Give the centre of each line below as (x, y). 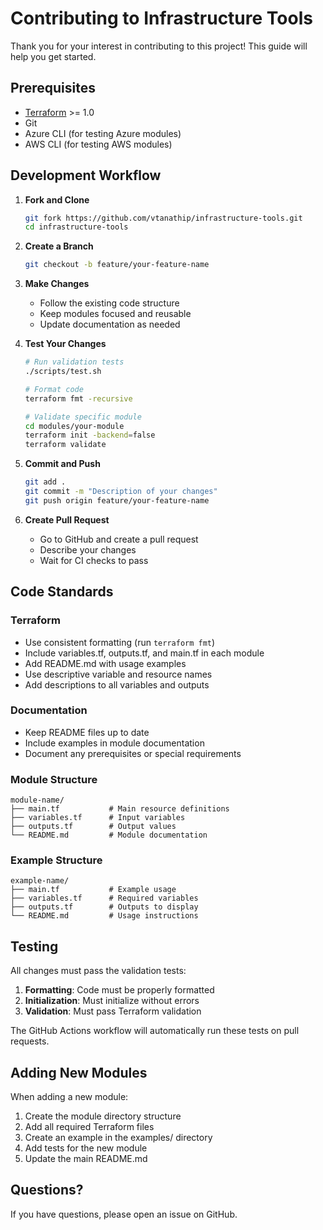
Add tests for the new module (86, 1148)
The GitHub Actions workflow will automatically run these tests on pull (155, 1031)
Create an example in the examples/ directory (118, 1138)
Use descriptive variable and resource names (118, 674)
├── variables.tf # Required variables (104, 898)
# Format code (54, 389)
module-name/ (37, 800)
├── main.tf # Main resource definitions (120, 809)
